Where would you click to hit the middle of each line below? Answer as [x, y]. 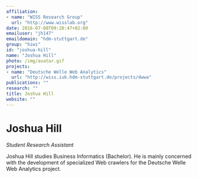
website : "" [21, 99]
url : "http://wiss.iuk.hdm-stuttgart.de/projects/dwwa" [81, 77]
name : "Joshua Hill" [32, 55]
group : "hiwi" [24, 45]
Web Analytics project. [34, 169]
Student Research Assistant [40, 144]
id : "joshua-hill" [29, 50]
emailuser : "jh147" [30, 34]
